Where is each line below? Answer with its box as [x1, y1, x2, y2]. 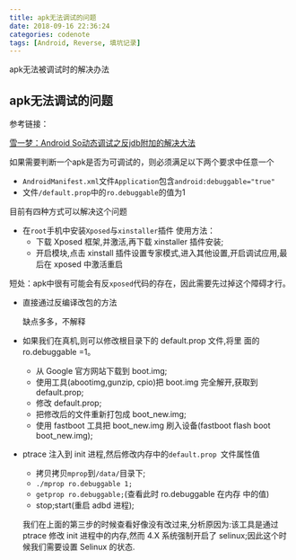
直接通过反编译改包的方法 [22, 298, 118, 308]
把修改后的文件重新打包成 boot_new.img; [35, 409, 187, 420]
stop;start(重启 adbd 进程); [35, 500, 135, 511]
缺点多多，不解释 [22, 316, 86, 327]
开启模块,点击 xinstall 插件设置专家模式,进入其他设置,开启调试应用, [35, 248, 280, 259]
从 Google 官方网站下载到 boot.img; [35, 366, 168, 377]
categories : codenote [9, 30, 91, 39]
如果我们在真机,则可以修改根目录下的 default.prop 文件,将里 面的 [22, 335, 260, 346]
